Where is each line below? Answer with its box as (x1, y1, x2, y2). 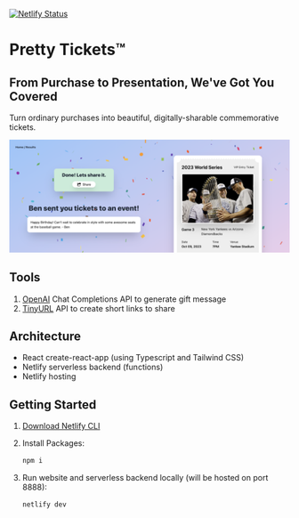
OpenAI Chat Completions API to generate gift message (21, 294, 227, 304)
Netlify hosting (21, 371, 77, 382)
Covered (9, 89, 58, 104)
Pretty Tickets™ (9, 40, 126, 60)
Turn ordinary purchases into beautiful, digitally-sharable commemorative (9, 112, 279, 123)
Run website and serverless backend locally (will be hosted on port (21, 473, 269, 483)
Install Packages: (21, 438, 85, 449)
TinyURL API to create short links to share (21, 303, 175, 313)
